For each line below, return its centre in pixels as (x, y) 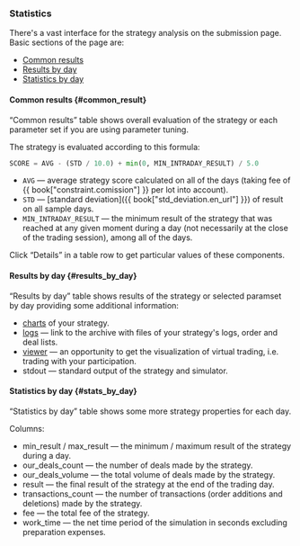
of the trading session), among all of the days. (107, 237)
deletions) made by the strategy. (82, 503)
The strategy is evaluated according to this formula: (105, 147)
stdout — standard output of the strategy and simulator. (125, 371)
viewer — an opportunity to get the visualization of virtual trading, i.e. (150, 351)
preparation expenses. (64, 532)
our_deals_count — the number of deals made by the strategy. (137, 465)
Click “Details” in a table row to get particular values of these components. (147, 255)
